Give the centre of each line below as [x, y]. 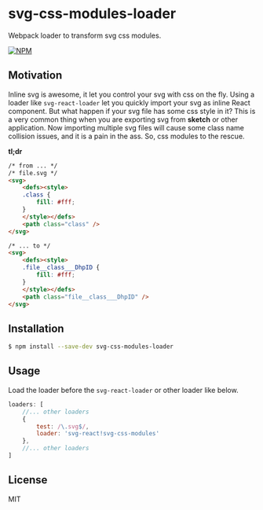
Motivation [35, 75]
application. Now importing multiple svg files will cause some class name [126, 127]
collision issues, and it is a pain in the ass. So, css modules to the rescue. [126, 136]
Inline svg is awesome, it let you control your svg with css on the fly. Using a [131, 94]
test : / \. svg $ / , [63, 426]
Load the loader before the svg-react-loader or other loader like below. [123, 390]
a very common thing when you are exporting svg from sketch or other [123, 119]
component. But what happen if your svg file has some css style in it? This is [132, 111]
